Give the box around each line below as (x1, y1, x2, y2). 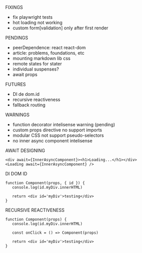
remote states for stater (12, 61, 62, 66)
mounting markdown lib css (12, 55, 71, 61)
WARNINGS (5, 112, 29, 118)
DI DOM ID (5, 171, 28, 176)
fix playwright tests (12, 14, 53, 20)
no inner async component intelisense (12, 138, 93, 143)
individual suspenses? (12, 66, 59, 72)
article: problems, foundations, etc (12, 50, 85, 56)
